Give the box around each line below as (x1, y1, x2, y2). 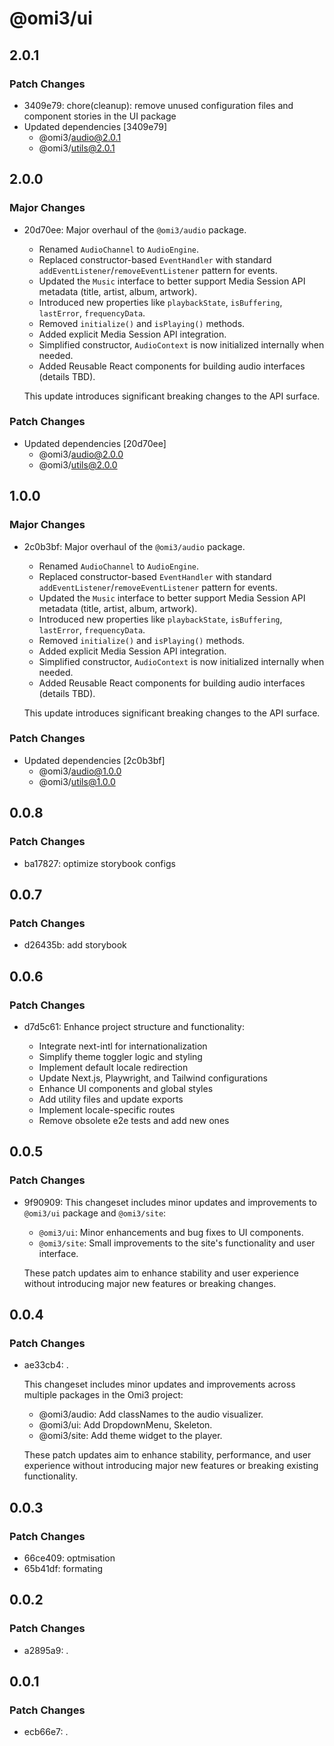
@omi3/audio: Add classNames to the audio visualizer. (38, 1408, 264, 1421)
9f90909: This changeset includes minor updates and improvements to (23, 1196, 317, 1208)
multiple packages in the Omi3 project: (23, 1389, 184, 1401)
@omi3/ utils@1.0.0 (38, 775, 116, 787)
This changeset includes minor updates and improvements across (23, 1378, 296, 1391)
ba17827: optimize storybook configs (23, 857, 176, 869)
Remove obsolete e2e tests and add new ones (38, 1114, 230, 1126)
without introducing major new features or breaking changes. (23, 1277, 277, 1289)
